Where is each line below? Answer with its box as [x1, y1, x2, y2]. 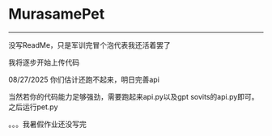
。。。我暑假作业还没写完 [8, 119, 87, 129]
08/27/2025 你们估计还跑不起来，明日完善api [8, 74, 160, 84]
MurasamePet [8, 5, 105, 23]
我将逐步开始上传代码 [8, 57, 79, 67]
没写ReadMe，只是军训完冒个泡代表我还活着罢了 [8, 40, 172, 49]
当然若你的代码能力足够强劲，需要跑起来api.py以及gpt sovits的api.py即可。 [8, 91, 259, 101]
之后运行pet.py [8, 102, 58, 112]
